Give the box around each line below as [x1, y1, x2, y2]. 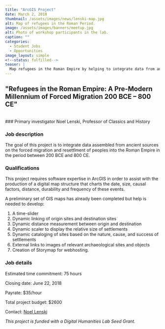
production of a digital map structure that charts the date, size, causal [5, 181, 146, 187]
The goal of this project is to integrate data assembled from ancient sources [5, 142, 159, 148]
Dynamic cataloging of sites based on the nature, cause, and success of [12, 232, 159, 238]
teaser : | [5, 62, 26, 67]
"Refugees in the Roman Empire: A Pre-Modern [5, 85, 153, 93]
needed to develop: [5, 201, 45, 207]
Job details [5, 259, 32, 266]
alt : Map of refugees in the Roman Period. [5, 21, 96, 26]
